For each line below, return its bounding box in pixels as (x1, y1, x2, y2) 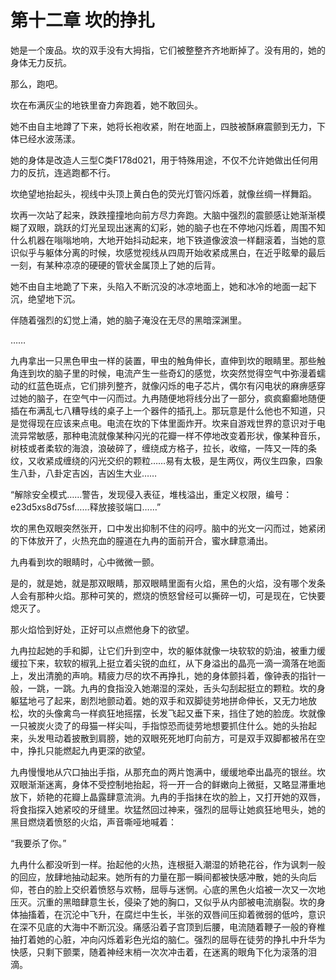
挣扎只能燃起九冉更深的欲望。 (27, 744, 151, 756)
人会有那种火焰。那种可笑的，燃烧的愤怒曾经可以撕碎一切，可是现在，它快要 (10, 589, 326, 601)
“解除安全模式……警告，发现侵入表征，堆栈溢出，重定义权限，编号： (10, 488, 293, 500)
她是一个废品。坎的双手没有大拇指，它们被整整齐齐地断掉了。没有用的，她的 (10, 44, 326, 56)
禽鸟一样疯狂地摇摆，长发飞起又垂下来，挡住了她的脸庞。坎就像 (62, 707, 326, 719)
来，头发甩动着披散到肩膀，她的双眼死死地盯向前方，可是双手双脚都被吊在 (10, 732, 317, 744)
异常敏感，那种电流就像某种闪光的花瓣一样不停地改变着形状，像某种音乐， (18, 429, 326, 441)
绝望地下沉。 (27, 292, 81, 305)
